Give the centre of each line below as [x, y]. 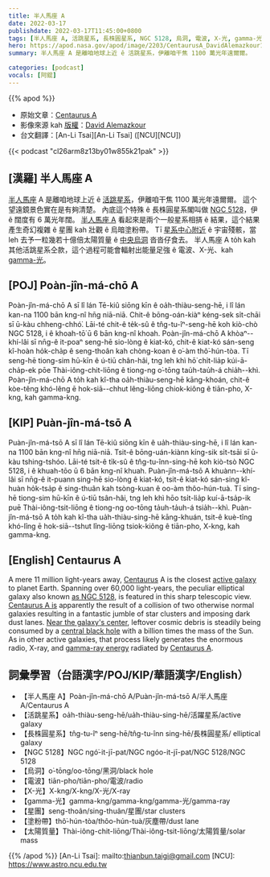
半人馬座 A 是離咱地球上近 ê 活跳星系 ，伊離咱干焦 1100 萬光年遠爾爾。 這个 [133, 199]
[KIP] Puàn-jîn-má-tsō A [70, 422]
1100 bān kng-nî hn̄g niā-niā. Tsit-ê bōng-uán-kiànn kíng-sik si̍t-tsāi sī [134, 453]
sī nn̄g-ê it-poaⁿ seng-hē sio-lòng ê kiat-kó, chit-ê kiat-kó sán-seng [143, 342]
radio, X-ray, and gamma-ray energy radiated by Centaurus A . [111, 648]
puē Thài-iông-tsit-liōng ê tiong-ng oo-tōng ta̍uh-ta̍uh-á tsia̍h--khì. [119, 507]
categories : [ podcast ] [46, 68]
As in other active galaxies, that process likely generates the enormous [126, 639]
